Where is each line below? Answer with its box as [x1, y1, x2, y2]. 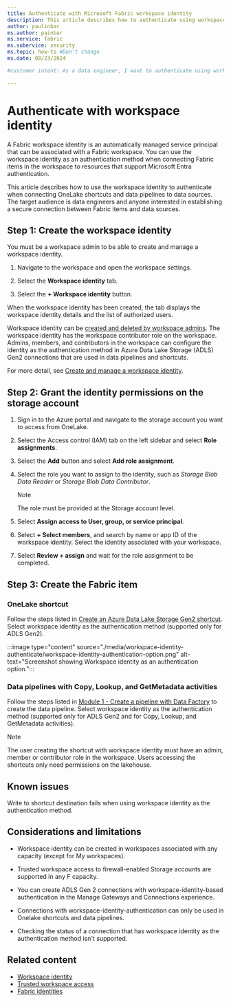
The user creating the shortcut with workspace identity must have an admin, [7, 746, 223, 754]
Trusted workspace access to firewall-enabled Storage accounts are [16, 864, 212, 873]
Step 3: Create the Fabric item [7, 578, 138, 590]
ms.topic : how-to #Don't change [7, 49, 100, 56]
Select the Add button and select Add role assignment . [16, 457, 175, 465]
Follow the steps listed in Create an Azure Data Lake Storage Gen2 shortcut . [7, 615, 223, 623]
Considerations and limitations [7, 826, 142, 838]
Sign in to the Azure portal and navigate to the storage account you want [16, 415, 223, 424]
